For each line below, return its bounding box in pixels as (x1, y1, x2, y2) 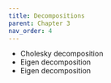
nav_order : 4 (8, 27, 53, 35)
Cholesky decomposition (19, 49, 104, 59)
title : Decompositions (8, 11, 85, 20)
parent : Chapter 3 (8, 19, 70, 27)
